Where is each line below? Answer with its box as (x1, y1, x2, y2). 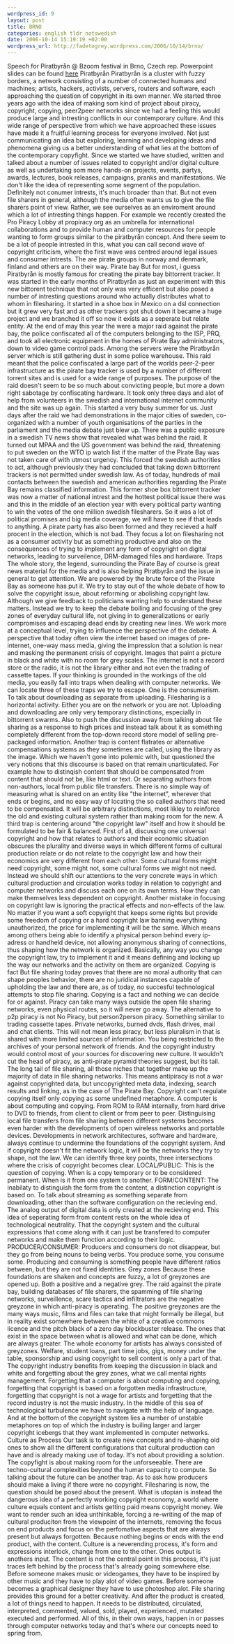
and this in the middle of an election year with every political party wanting (7, 500, 221, 508)
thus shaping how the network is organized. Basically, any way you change (7, 946, 223, 954)
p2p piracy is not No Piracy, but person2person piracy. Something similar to (7, 1013, 225, 1021)
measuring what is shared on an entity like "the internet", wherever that (7, 790, 212, 798)
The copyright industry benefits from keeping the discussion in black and (7, 1362, 217, 1370)
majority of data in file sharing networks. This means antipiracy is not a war (7, 1072, 223, 1080)
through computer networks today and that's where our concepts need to (7, 1622, 219, 1629)
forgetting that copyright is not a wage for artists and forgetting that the (7, 1392, 212, 1399)
